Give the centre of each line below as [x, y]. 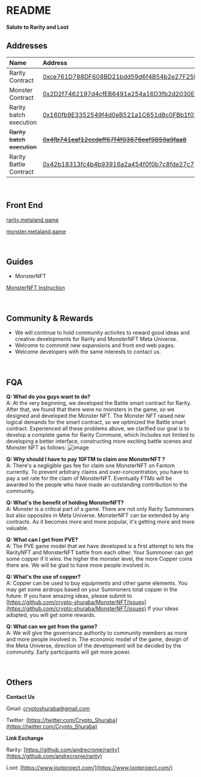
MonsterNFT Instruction [36, 288]
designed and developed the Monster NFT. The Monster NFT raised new [96, 416]
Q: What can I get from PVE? [42, 539]
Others [19, 683]
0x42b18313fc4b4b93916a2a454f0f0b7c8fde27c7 [118, 164]
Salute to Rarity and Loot [37, 27]
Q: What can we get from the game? [52, 626]
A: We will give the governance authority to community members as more [97, 633]
